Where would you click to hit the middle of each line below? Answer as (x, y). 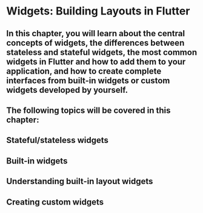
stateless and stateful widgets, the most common (102, 52)
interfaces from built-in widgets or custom (88, 81)
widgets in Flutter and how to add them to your (96, 62)
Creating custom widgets (55, 202)
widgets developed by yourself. (67, 90)
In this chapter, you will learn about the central (96, 33)
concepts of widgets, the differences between (95, 43)
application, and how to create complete (84, 71)
